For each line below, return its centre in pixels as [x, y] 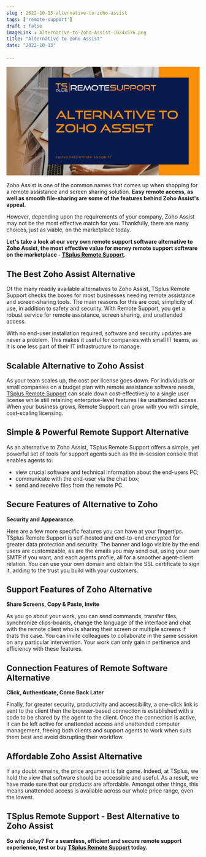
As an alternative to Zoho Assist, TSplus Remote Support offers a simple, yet [103, 447]
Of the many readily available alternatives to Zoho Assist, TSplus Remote [98, 289]
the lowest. [20, 797]
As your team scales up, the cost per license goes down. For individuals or [101, 380]
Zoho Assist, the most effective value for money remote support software [102, 248]
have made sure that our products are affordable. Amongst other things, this [103, 784]
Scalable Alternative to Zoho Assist [75, 366]
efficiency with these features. [45, 649]
